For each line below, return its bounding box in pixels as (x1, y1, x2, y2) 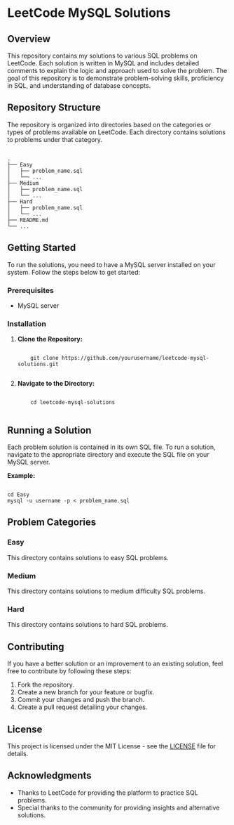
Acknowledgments (7, 769, 92, 781)
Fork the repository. (17, 680, 75, 689)
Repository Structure (7, 102, 102, 114)
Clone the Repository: (17, 335, 83, 344)
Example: (7, 472, 36, 480)
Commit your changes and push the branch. (17, 696, 145, 704)
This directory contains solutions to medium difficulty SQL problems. (7, 587, 205, 595)
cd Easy (7, 491, 30, 498)
